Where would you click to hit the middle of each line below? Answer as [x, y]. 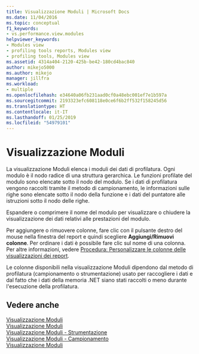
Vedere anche [33, 305]
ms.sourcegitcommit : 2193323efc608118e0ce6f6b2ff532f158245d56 [87, 100]
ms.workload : [22, 84]
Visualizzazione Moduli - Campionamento [57, 338]
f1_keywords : [22, 28]
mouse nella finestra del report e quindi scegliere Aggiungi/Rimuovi [90, 237]
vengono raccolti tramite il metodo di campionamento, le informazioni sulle [98, 188]
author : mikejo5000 [30, 67]
